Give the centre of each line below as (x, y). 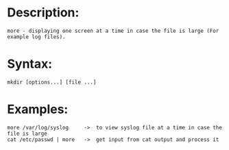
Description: (43, 13)
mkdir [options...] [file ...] (52, 82)
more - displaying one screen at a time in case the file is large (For (113, 31)
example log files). (37, 37)
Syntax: (30, 64)
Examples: (38, 109)
